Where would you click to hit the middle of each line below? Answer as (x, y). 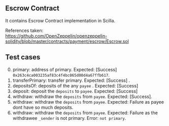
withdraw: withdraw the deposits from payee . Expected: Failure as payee (88, 102)
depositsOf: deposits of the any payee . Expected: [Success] (75, 85)
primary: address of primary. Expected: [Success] (65, 69)
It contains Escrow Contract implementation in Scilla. (60, 20)
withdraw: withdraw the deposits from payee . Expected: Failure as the (85, 113)
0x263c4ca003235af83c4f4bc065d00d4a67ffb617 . (61, 75)
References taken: (24, 30)
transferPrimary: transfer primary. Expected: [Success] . (71, 80)
